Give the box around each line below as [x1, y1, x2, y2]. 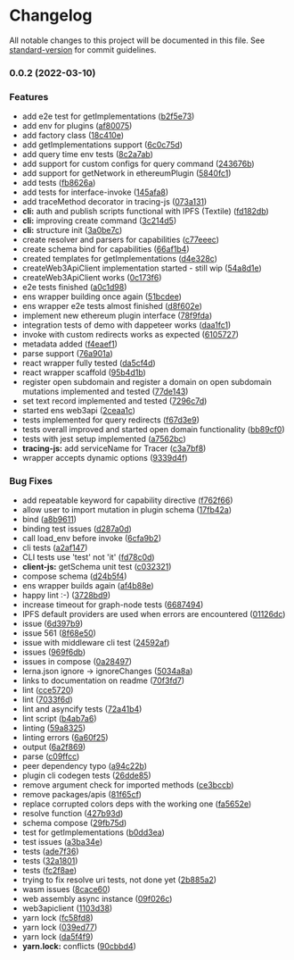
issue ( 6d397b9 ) [21, 618, 84, 630]
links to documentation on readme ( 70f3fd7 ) [21, 675, 185, 686]
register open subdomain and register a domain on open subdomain [21, 377, 272, 388]
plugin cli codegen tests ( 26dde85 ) [21, 770, 151, 781]
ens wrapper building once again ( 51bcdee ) [21, 291, 183, 302]
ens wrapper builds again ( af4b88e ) [21, 580, 154, 591]
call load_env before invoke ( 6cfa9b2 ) [21, 533, 162, 544]
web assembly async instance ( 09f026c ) [21, 894, 173, 905]
